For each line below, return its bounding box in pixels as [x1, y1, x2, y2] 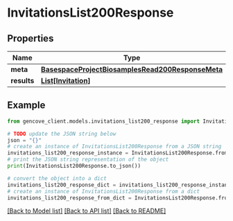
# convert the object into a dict [7, 175, 107, 182]
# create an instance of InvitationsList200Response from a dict [7, 188, 200, 195]
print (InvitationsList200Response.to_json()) [7, 163, 141, 170]
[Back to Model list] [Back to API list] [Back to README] [7, 206, 166, 215]
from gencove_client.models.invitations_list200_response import [7, 118, 200, 125]
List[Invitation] [40, 76, 91, 85]
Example [7, 99, 46, 112]
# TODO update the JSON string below [7, 130, 116, 137]
